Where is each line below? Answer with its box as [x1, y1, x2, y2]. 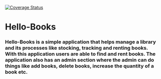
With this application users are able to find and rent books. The [5, 51, 156, 57]
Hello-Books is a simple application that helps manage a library [5, 39, 156, 45]
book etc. [5, 69, 28, 76]
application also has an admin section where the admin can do [5, 57, 154, 64]
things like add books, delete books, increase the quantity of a [5, 63, 154, 69]
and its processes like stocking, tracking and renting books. [5, 45, 148, 52]
